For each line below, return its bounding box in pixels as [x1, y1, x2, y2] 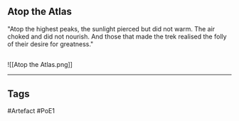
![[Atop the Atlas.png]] [7, 60, 73, 69]
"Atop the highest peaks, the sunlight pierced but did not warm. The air [7, 24, 216, 33]
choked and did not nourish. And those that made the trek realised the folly [7, 32, 227, 41]
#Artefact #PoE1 [7, 107, 55, 115]
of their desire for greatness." [7, 39, 94, 48]
